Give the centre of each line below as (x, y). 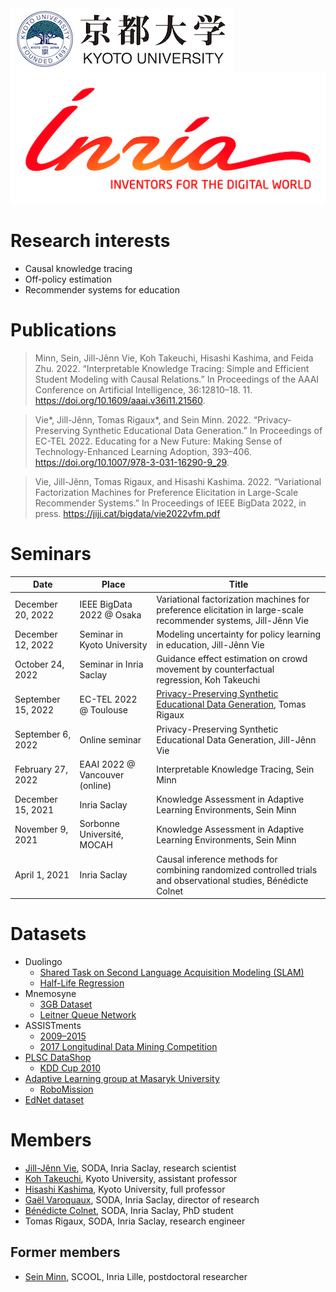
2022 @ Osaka (110, 615)
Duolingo (43, 962)
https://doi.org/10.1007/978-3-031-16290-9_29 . (132, 463)
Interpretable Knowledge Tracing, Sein (235, 769)
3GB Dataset (66, 1004)
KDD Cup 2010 (70, 1068)
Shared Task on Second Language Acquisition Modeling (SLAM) (172, 973)
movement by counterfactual (215, 669)
